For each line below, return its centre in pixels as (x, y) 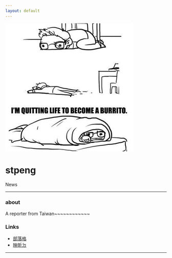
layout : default (23, 11)
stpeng (21, 170)
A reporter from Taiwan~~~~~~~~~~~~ (48, 213)
